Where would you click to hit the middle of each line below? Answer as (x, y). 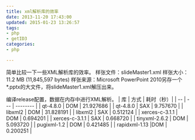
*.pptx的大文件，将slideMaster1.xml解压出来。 (61, 87)
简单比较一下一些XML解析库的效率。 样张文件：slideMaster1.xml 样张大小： (97, 72)
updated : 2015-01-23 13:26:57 (43, 22)
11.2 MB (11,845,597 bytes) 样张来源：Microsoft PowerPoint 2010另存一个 (94, 79)
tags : (13, 28)
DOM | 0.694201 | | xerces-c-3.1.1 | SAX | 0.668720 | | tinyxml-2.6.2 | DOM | (97, 118)
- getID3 (17, 39)
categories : (20, 45)
